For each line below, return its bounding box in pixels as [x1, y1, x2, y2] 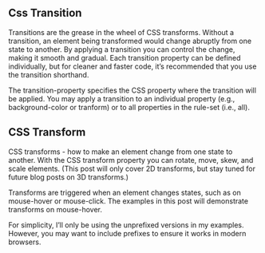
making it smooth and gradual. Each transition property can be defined [8, 53, 241, 62]
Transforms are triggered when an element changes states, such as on [8, 188, 241, 197]
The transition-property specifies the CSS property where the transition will [8, 85, 257, 95]
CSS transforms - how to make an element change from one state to [8, 147, 233, 156]
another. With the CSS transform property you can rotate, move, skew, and [8, 155, 254, 164]
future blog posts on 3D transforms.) [8, 172, 129, 182]
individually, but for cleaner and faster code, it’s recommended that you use [8, 61, 257, 71]
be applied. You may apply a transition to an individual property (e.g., [8, 93, 235, 103]
